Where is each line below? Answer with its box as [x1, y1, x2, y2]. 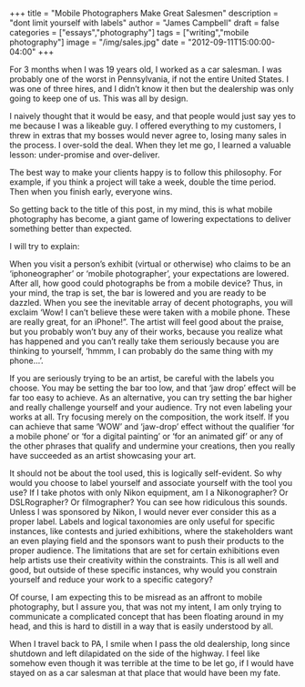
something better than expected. [9, 223, 132, 234]
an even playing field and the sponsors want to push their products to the [9, 536, 285, 546]
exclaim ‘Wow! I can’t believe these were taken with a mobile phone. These [9, 307, 290, 318]
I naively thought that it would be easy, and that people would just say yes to [9, 111, 296, 121]
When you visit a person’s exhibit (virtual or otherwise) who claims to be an [9, 258, 291, 269]
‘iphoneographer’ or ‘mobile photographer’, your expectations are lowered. [9, 268, 290, 278]
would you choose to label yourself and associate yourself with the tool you [9, 478, 293, 488]
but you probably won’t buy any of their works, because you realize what [9, 327, 284, 337]
